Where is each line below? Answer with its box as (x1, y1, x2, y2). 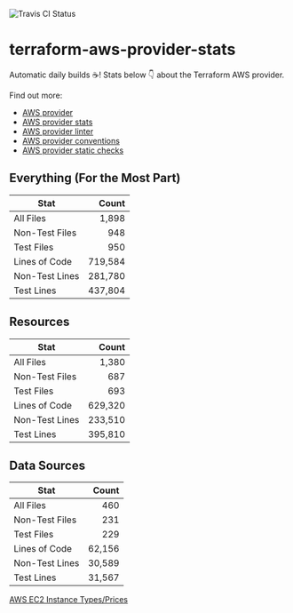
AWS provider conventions (21, 135, 120, 146)
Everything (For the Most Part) (9, 171, 181, 186)
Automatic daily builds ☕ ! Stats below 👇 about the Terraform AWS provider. (9, 69, 285, 80)
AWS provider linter (21, 125, 94, 137)
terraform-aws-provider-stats (9, 40, 236, 60)
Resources (9, 314, 70, 330)
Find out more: (9, 90, 63, 100)
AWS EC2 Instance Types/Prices (9, 594, 129, 605)
